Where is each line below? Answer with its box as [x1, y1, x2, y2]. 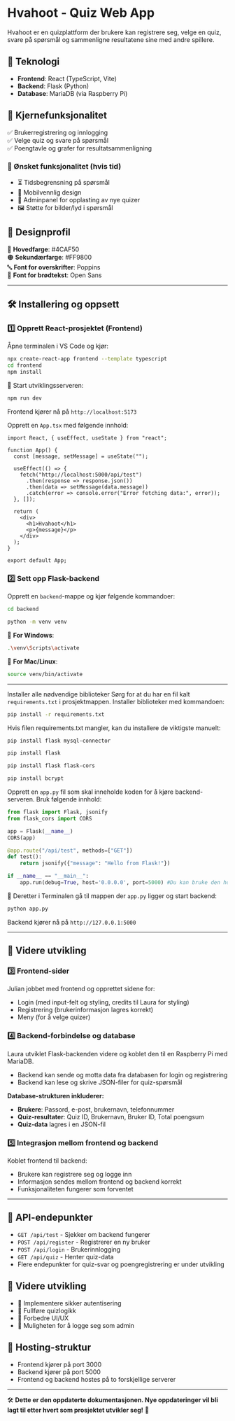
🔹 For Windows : [7, 631, 55, 639]
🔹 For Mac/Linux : [7, 657, 58, 666]
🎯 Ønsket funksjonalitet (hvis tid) [7, 162, 122, 171]
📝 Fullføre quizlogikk [17, 1306, 77, 1315]
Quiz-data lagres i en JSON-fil [17, 1120, 106, 1128]
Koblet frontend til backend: [7, 1156, 87, 1165]
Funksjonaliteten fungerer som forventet [17, 1185, 134, 1193]
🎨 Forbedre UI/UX [17, 1314, 69, 1322]
